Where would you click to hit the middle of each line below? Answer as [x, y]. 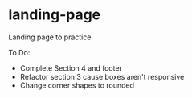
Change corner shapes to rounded [77, 85]
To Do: [19, 52]
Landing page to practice [50, 37]
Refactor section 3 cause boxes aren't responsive [102, 76]
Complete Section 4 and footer [71, 68]
